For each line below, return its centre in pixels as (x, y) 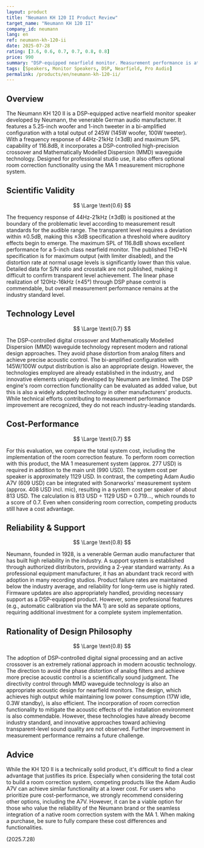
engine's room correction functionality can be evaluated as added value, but (102, 385)
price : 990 (20, 57)
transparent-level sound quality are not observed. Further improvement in (98, 729)
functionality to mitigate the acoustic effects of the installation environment (100, 710)
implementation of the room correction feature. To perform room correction (100, 457)
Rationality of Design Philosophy (69, 631)
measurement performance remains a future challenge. (75, 735)
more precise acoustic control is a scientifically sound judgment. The (93, 677)
